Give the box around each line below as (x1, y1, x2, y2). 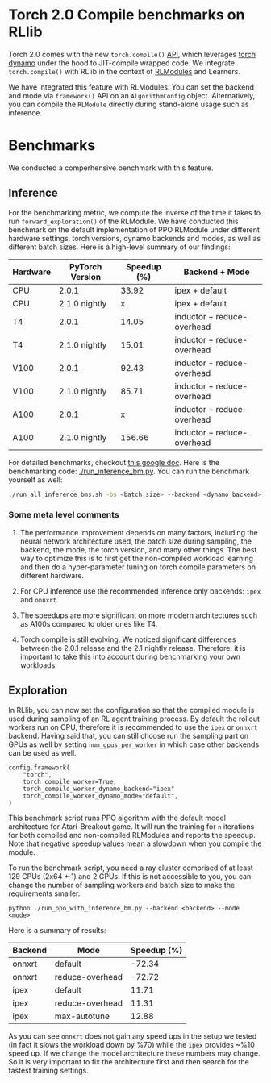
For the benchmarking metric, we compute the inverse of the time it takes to (8, 207, 261, 217)
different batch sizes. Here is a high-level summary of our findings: (8, 242, 231, 252)
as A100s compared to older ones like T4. (19, 619, 158, 628)
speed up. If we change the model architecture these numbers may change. (8, 1048, 261, 1058)
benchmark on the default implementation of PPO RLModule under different (8, 224, 261, 235)
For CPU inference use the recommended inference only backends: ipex (19, 586, 261, 596)
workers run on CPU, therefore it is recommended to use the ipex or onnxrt (8, 722, 258, 731)
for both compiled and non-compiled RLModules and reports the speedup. (8, 830, 256, 839)
